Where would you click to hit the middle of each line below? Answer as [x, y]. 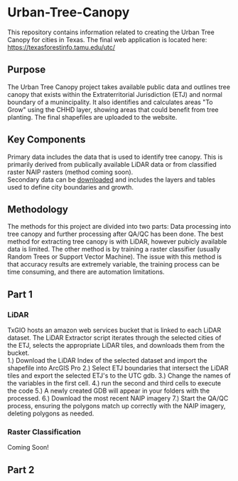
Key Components [47, 140]
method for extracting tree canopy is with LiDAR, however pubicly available [117, 242]
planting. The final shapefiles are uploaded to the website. [92, 117]
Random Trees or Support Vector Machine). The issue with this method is [115, 257]
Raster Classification [44, 432]
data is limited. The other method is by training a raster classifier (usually [114, 249]
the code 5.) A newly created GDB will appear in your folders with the [109, 391]
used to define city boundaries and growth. [70, 187]
